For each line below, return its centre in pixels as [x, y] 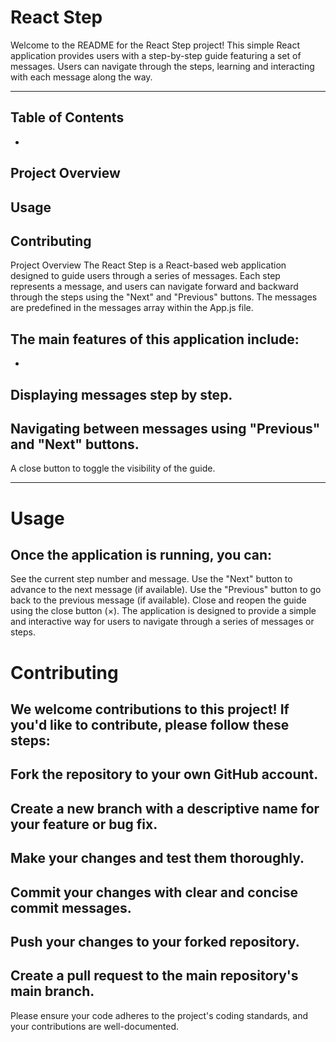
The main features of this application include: [155, 339]
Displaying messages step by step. [121, 394]
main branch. [52, 991]
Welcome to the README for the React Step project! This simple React [155, 45]
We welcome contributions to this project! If [150, 709]
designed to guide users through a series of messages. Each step [145, 276]
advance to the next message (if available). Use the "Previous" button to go [166, 590]
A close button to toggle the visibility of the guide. [113, 468]
